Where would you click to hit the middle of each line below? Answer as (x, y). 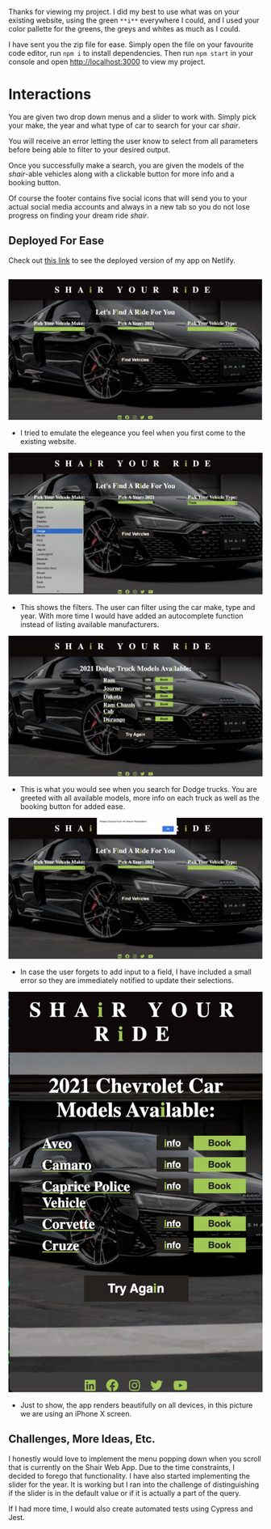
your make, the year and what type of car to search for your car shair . (124, 125)
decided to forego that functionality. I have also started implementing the (129, 1476)
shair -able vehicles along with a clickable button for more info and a (121, 174)
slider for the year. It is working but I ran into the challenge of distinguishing (134, 1485)
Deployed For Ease (56, 241)
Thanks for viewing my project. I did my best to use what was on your (124, 12)
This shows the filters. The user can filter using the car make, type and (138, 607)
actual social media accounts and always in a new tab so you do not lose (129, 206)
